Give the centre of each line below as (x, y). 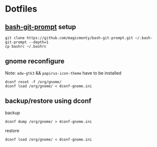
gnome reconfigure (35, 61)
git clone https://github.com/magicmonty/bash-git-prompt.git (69, 38)
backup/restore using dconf (48, 101)
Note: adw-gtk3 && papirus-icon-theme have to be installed (63, 73)
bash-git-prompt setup (40, 27)
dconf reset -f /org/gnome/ (33, 82)
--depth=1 (39, 42)
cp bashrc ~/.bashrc (26, 47)
